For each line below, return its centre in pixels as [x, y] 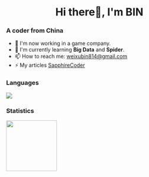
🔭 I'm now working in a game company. [63, 43]
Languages [23, 83]
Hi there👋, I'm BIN [99, 12]
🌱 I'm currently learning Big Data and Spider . [69, 50]
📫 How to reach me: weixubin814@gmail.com [71, 56]
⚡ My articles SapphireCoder [50, 65]
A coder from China [35, 31]
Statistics [20, 111]
